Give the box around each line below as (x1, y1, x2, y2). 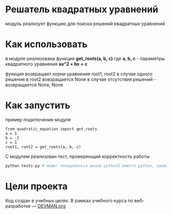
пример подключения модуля (5, 116, 71, 122)
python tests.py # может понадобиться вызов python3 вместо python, (5, 163, 155, 168)
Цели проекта (5, 180, 68, 192)
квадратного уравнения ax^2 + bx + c (5, 60, 88, 67)
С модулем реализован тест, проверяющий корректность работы (5, 153, 150, 159)
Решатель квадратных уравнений (5, 4, 159, 15)
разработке (5, 203, 31, 209)
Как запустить (5, 100, 71, 111)
